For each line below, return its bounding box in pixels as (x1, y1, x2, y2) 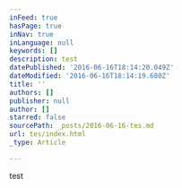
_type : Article (9, 138, 66, 147)
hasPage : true (9, 21, 63, 30)
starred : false (9, 113, 66, 122)
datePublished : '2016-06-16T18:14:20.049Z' (9, 64, 175, 73)
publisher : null (9, 96, 70, 106)
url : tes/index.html (9, 130, 87, 139)
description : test (9, 55, 78, 64)
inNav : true (9, 30, 54, 38)
